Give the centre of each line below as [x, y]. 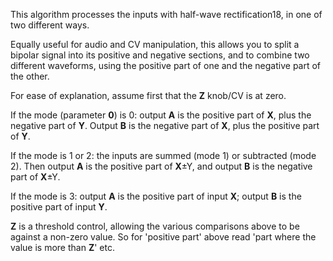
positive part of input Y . [59, 207]
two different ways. [50, 25]
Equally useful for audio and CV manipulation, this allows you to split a [155, 44]
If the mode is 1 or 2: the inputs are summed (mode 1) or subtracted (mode [163, 155]
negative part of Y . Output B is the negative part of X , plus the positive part [165, 125]
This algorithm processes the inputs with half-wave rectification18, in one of [166, 14]
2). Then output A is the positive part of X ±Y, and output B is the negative [161, 166]
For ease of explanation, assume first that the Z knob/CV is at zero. [148, 95]
